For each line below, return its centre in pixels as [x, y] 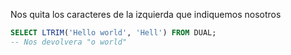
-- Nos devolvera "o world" [69, 42]
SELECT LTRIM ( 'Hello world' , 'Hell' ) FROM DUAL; [113, 33]
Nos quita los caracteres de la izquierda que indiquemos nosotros [146, 14]
